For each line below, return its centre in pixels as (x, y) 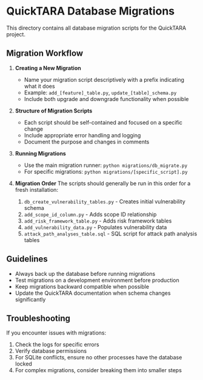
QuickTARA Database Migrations (90, 11)
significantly (30, 299)
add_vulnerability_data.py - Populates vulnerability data (95, 227)
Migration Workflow (45, 54)
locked (23, 364)
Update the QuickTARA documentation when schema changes (93, 293)
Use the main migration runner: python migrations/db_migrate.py (106, 165)
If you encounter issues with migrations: (56, 333)
